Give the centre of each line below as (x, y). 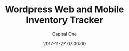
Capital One (64, 34)
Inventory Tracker (64, 20)
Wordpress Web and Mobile (64, 9)
